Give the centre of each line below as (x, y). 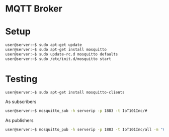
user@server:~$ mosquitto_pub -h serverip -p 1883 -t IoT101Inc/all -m (82, 130)
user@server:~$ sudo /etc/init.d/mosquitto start (58, 59)
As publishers (19, 120)
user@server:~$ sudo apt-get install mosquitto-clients (65, 92)
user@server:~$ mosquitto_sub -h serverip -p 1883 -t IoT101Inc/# (76, 111)
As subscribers (21, 102)
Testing (21, 79)
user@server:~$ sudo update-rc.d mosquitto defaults (62, 54)
